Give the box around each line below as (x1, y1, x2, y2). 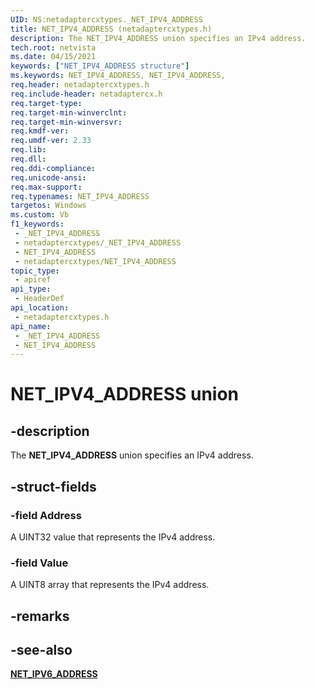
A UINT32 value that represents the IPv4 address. (10, 531, 216, 543)
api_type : (10, 284, 52, 295)
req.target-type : (10, 98, 83, 108)
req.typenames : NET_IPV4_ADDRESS (10, 191, 150, 201)
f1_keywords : (10, 219, 65, 230)
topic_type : (10, 266, 60, 276)
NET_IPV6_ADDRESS (10, 668, 98, 680)
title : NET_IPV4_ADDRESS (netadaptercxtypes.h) (10, 24, 213, 34)
